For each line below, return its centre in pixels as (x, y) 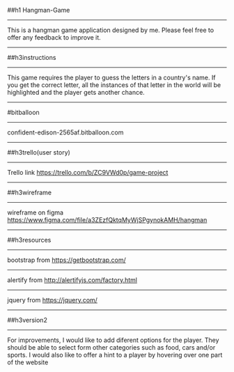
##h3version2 (27, 320)
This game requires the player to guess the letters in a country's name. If (111, 77)
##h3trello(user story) (39, 152)
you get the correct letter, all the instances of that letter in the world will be (114, 85)
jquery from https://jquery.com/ (52, 300)
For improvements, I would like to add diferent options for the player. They (113, 340)
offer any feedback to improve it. (54, 37)
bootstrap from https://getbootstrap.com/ (67, 260)
